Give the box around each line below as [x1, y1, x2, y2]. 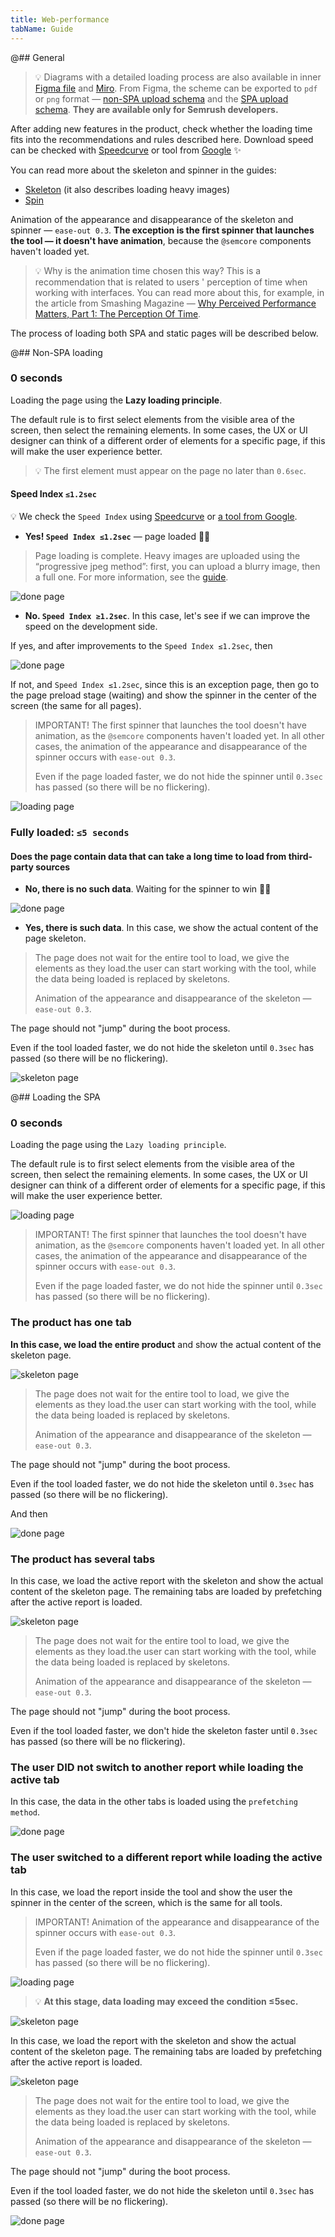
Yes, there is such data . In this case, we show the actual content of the [24, 922, 319, 934]
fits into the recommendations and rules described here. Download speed [10, 133, 314, 145]
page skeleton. [24, 932, 87, 945]
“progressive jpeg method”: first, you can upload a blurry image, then [34, 561, 321, 572]
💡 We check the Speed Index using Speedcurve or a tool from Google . [10, 511, 298, 522]
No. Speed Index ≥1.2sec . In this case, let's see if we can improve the [24, 610, 311, 621]
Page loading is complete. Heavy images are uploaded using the [34, 550, 301, 561]
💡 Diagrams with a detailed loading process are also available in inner [34, 71, 322, 83]
